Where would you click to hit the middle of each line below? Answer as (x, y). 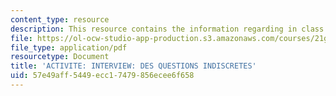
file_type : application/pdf (69, 47)
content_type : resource (60, 19)
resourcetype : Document (60, 57)
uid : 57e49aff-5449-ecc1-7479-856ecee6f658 (102, 76)
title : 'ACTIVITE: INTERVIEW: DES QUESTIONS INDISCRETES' (133, 66)
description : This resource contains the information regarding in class (167, 29)
